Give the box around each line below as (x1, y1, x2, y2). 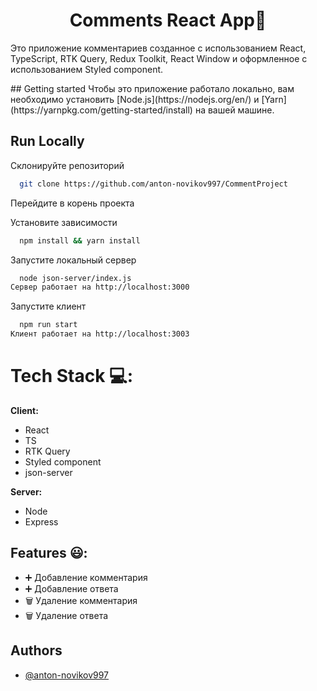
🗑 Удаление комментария (24, 594, 138, 606)
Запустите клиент (10, 300, 87, 313)
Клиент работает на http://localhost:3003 (10, 329, 190, 339)
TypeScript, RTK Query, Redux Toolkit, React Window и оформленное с (10, 52, 308, 64)
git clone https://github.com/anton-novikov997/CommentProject (19, 179, 288, 189)
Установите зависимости (10, 216, 118, 228)
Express (24, 515, 59, 528)
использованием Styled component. (10, 63, 164, 75)
